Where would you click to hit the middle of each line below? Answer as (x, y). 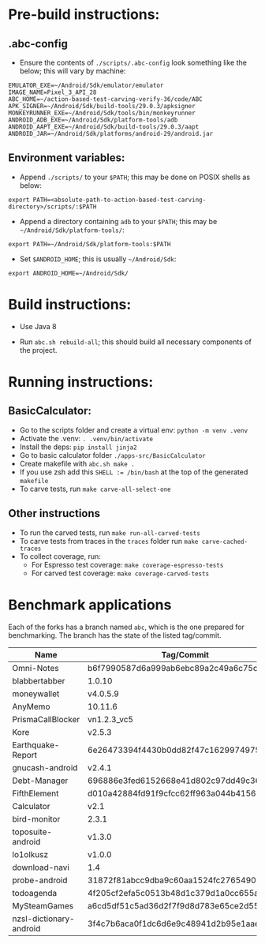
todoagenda (35, 893)
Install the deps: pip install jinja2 (78, 447)
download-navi (41, 867)
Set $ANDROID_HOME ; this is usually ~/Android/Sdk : (98, 259)
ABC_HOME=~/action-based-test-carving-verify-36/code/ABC (105, 99)
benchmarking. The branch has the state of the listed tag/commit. (115, 635)
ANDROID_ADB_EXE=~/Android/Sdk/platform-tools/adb (93, 120)
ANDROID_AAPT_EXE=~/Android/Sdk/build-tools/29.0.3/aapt (104, 127)
